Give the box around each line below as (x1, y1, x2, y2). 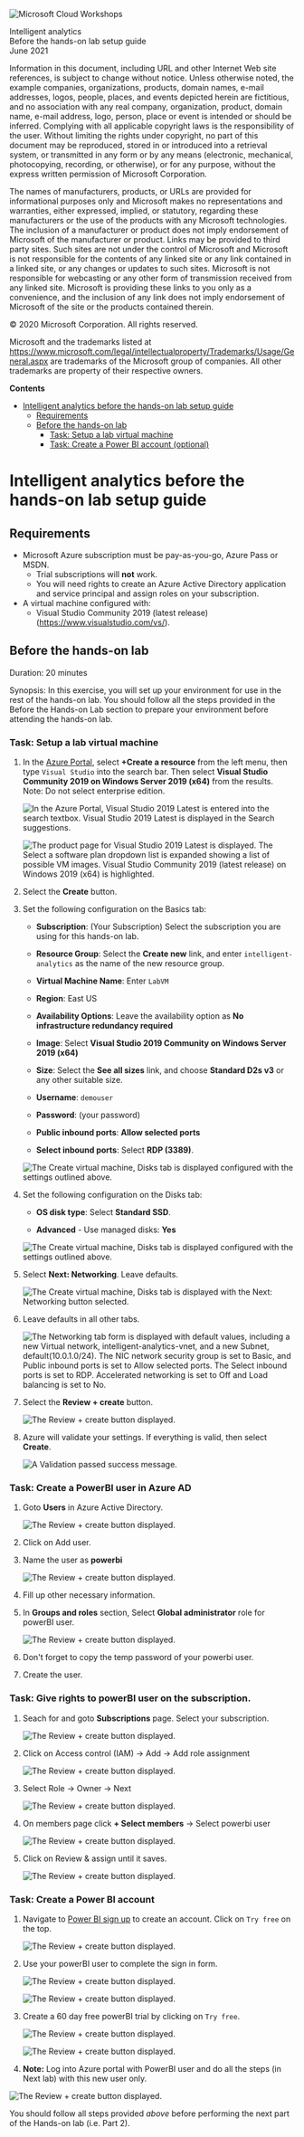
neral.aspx (9, 356, 49, 366)
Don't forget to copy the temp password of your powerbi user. (22, 1652, 254, 1663)
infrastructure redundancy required (35, 1021, 174, 1031)
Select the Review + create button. (22, 1397, 154, 1408)
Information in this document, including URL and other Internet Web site (9, 63, 277, 73)
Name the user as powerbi (22, 1554, 123, 1565)
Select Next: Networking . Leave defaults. (22, 1269, 179, 1280)
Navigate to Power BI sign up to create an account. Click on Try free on (22, 1914, 291, 1924)
